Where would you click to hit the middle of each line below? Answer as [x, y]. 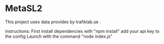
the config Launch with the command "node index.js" [59, 36]
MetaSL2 [24, 8]
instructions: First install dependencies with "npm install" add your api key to [82, 31]
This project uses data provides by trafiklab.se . [53, 22]
